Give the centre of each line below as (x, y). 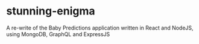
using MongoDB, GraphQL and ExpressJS (58, 34)
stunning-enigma (51, 11)
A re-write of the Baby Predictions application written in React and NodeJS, (100, 28)
